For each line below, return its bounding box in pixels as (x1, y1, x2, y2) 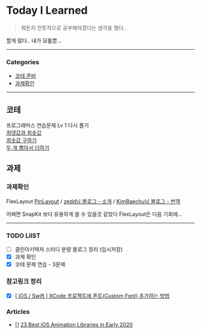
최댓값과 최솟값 (6, 130, 42, 137)
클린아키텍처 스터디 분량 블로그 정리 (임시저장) (14, 246, 123, 253)
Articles (6, 307, 30, 315)
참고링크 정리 (6, 277, 42, 285)
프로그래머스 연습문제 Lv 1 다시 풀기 (6, 122, 89, 129)
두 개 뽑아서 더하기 (6, 145, 50, 152)
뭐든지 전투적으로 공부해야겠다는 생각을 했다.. (20, 24, 127, 31)
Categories (6, 58, 39, 66)
